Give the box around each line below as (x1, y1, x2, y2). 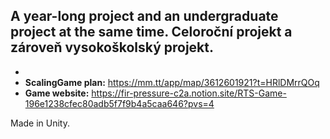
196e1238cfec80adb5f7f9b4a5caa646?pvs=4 (24, 97, 215, 109)
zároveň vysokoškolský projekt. (10, 39, 214, 56)
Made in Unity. (10, 117, 70, 129)
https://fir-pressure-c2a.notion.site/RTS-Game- (91, 87, 287, 99)
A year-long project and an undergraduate (10, 8, 279, 25)
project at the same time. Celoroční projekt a (10, 24, 293, 41)
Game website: (24, 87, 90, 99)
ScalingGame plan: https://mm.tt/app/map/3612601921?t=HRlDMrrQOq (24, 76, 320, 88)
